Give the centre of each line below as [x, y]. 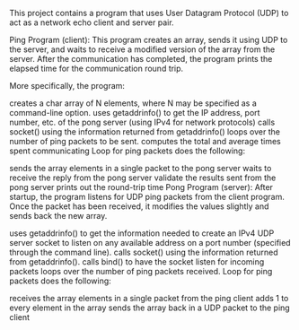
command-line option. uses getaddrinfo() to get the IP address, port [135, 113]
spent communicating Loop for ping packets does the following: [127, 151]
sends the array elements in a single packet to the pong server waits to [141, 168]
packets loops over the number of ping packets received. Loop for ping [141, 271]
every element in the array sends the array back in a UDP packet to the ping [149, 308]
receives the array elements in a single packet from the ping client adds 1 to [149, 298]
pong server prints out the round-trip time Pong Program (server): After [141, 187]
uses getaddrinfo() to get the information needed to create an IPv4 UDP [142, 233]
